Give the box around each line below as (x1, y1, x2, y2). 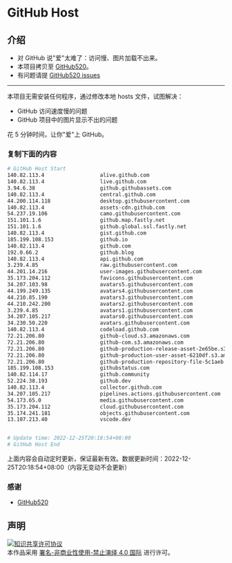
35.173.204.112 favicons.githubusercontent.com (7, 275, 193, 281)
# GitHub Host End (7, 441, 60, 448)
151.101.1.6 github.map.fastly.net (7, 216, 166, 224)
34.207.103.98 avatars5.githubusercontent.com (7, 281, 193, 288)
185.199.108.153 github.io (7, 236, 128, 243)
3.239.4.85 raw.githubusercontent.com (7, 261, 177, 269)
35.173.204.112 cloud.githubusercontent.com (7, 403, 184, 410)
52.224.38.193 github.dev (7, 378, 131, 385)
